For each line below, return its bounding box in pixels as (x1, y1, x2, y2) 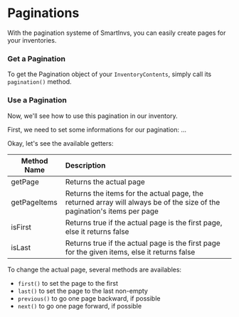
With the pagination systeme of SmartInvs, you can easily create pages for (7, 28, 226, 37)
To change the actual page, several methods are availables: (7, 265, 182, 274)
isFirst (11, 222, 32, 232)
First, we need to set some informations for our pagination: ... (7, 125, 187, 134)
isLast (11, 242, 31, 252)
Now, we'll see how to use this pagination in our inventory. (7, 112, 178, 120)
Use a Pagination (7, 95, 68, 105)
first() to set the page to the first (17, 279, 119, 287)
